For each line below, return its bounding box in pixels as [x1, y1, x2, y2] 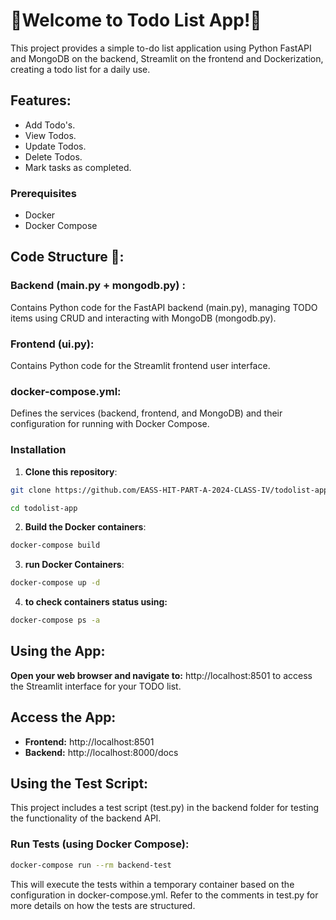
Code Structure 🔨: [10, 249, 125, 266]
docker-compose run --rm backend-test [10, 860, 172, 870]
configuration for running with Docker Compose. [10, 418, 210, 430]
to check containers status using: [24, 596, 168, 608]
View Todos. [24, 129, 77, 141]
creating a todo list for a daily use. [10, 63, 151, 75]
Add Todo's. [24, 119, 76, 131]
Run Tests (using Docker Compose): [10, 837, 190, 851]
